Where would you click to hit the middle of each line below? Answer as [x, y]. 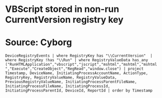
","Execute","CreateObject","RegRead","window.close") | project [74, 69]
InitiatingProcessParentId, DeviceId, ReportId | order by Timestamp [79, 91]
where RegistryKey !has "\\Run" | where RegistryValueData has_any [77, 60]
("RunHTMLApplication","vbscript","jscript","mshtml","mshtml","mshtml [81, 65]
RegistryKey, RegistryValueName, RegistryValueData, [61, 78]
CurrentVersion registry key [64, 20]
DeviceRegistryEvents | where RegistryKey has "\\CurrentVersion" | [79, 56]
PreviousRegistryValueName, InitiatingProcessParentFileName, [71, 82]
